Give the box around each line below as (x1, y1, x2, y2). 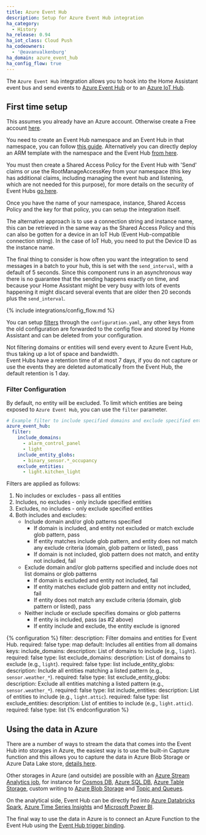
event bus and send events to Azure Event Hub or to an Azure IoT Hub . (6, 84, 185, 91)
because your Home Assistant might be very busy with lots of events (6, 282, 180, 289)
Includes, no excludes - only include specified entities (15, 498, 152, 506)
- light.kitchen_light (22, 469, 81, 475)
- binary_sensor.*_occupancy (22, 457, 97, 464)
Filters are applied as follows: (6, 480, 81, 487)
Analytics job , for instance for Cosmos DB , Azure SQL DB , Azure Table (6, 778, 185, 786)
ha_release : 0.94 (6, 32, 51, 38)
